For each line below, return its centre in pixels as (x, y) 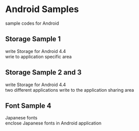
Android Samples (42, 9)
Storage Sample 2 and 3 (44, 72)
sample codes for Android (32, 23)
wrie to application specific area (39, 56)
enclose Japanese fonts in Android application (53, 123)
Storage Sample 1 (33, 39)
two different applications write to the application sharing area (70, 90)
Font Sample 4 (28, 106)
